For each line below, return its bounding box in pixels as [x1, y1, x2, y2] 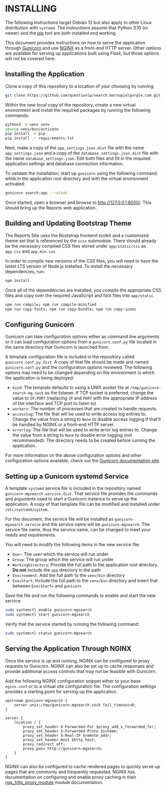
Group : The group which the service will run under [12, 557, 114, 563]
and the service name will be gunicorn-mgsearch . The [42, 521, 150, 527]
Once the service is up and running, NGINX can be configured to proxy [5, 658, 150, 664]
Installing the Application [5, 70, 85, 79]
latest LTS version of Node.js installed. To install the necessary [5, 263, 133, 269]
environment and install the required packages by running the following [5, 107, 151, 113]
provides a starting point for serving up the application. [5, 689, 117, 694]
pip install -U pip [5, 131, 46, 136]
